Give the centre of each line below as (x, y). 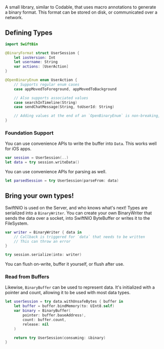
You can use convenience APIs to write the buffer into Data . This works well (81, 143)
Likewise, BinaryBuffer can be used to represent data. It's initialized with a (80, 287)
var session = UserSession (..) (37, 158)
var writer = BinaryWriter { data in (43, 232)
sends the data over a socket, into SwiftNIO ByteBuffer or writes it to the (78, 218)
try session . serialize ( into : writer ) (43, 255)
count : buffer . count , (45, 320)
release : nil (36, 324)
